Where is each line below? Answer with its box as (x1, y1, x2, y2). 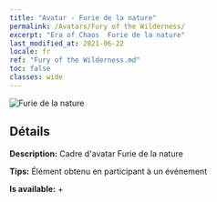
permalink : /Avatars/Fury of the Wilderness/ (9, 22, 185, 31)
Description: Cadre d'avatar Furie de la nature (9, 147, 184, 159)
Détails (9, 124, 50, 139)
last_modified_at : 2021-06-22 (9, 38, 125, 48)
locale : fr (9, 47, 51, 56)
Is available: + (9, 183, 64, 194)
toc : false (9, 65, 51, 74)
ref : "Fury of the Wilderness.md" (9, 56, 141, 65)
